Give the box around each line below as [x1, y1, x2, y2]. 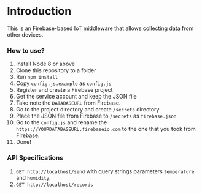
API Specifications [7, 154, 64, 162]
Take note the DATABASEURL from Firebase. [15, 99, 121, 106]
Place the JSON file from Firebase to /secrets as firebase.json [15, 112, 177, 120]
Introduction [7, 4, 72, 18]
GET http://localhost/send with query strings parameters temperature [15, 167, 195, 175]
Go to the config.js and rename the [15, 119, 107, 126]
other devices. [7, 31, 44, 38]
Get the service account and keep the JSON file [15, 93, 137, 100]
